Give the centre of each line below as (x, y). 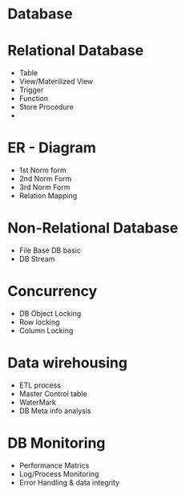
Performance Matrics (54, 465)
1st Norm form (42, 170)
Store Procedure (46, 107)
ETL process (40, 385)
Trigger (31, 90)
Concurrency (53, 292)
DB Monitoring (57, 443)
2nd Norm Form (45, 179)
